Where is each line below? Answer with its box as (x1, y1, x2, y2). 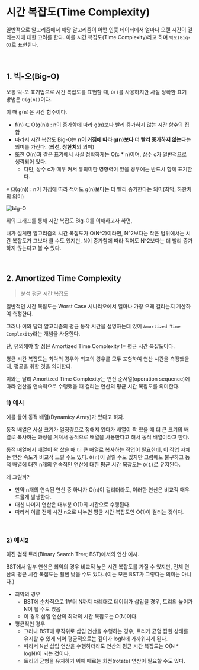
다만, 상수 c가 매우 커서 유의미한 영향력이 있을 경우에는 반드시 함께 (23, 165, 176, 173)
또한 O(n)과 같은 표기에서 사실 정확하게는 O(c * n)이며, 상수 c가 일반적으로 (14, 151, 187, 158)
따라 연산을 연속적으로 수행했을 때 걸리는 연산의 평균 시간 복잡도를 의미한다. (6, 382, 180, 390)
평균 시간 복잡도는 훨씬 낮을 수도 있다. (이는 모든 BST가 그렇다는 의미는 (17, 570, 181, 578)
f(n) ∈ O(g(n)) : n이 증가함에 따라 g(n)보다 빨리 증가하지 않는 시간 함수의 (14, 121, 184, 128)
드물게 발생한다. (14, 493, 52, 500)
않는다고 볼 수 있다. (17, 244, 62, 251)
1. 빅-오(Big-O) (6, 72, 60, 82)
